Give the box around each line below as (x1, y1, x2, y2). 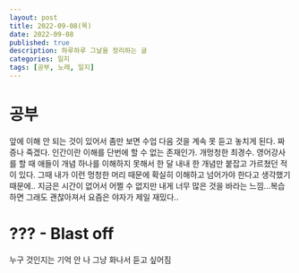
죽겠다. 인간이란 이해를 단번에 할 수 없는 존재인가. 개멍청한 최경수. (25, 147, 255, 158)
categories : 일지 (9, 55, 70, 64)
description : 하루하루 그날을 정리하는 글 (9, 47, 148, 55)
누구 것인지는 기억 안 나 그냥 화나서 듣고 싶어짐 (9, 254, 172, 265)
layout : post (9, 13, 58, 22)
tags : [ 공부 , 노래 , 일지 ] (9, 64, 95, 73)
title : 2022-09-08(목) (9, 21, 92, 30)
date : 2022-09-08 (9, 30, 74, 38)
